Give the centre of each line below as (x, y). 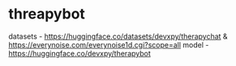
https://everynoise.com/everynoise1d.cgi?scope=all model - (109, 44)
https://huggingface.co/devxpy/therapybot (80, 53)
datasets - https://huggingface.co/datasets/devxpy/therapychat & (118, 36)
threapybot (47, 14)
